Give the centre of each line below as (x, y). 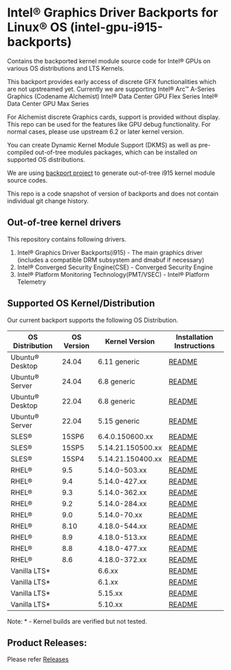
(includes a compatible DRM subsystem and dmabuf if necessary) (111, 260)
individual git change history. (48, 200)
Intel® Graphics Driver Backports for (113, 13)
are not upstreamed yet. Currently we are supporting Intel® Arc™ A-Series (111, 89)
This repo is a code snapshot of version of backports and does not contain (113, 193)
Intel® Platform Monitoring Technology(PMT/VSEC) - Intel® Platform (113, 274)
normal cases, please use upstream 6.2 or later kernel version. (96, 132)
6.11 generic (119, 362)
